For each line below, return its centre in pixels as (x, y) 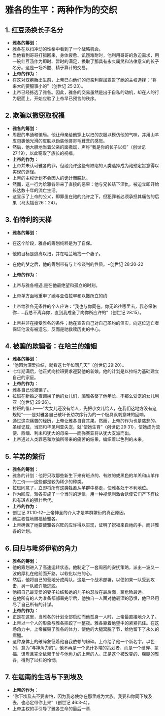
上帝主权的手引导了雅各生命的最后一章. (52, 709)
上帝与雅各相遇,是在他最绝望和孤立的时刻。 (56, 285)
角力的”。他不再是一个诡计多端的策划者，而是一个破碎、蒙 (99, 648)
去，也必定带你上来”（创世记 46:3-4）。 (52, 702)
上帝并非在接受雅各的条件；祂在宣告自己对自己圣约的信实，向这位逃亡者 (85, 323)
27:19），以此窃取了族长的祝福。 (45, 153)
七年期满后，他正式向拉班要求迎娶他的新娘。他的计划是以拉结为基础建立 (85, 371)
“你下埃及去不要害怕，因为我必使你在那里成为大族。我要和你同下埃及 (82, 696)
